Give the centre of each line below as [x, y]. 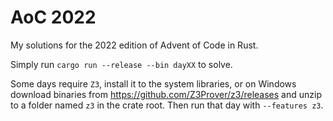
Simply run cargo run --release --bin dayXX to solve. [121, 64]
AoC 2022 [53, 17]
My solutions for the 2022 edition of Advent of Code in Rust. [134, 45]
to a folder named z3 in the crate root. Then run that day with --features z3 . [167, 105]
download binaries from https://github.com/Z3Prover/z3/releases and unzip [166, 94]
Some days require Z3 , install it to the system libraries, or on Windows [153, 83]
